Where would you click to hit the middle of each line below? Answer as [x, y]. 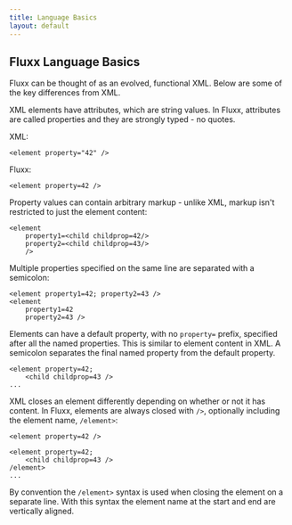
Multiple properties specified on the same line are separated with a [132, 268]
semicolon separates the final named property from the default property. [142, 353]
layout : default [39, 26]
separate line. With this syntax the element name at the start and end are [142, 502]
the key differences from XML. [65, 93]
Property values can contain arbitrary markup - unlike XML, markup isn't [142, 202]
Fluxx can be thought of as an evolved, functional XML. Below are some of [146, 83]
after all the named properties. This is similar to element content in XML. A [145, 343]
